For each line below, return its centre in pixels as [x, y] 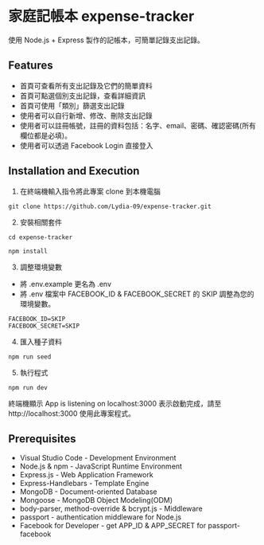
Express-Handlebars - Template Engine [84, 484]
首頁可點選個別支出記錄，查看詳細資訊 [82, 96]
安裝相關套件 [41, 222]
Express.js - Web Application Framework [86, 475]
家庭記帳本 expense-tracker [101, 16]
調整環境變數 [41, 267]
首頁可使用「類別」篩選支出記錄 [72, 105]
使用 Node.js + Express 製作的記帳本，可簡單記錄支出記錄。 [107, 40]
